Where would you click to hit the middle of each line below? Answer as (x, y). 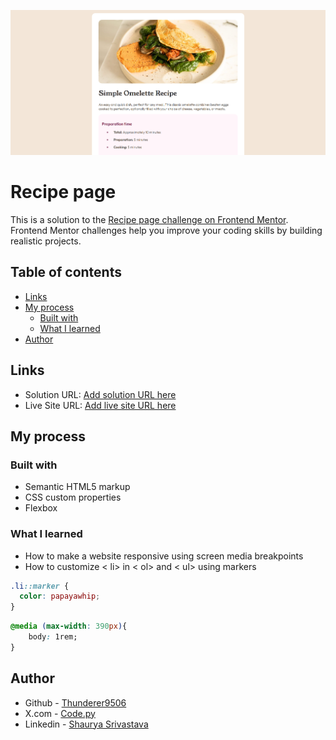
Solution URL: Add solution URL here (100, 394)
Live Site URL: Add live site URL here (100, 405)
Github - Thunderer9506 (75, 702)
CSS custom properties (73, 497)
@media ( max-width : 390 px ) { (69, 626)
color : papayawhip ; (60, 596)
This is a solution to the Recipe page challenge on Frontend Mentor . (149, 219)
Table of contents (66, 272)
